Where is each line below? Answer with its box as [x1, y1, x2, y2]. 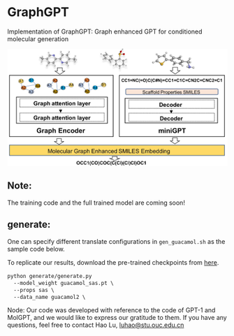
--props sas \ [13, 286, 54, 293]
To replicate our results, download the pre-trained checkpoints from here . [7, 258, 219, 266]
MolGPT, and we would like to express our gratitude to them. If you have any [7, 313, 227, 321]
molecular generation [7, 34, 68, 43]
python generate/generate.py [7, 272, 92, 279]
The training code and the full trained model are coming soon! [7, 198, 185, 207]
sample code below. [7, 244, 65, 253]
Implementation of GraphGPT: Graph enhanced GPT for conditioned [7, 27, 203, 36]
